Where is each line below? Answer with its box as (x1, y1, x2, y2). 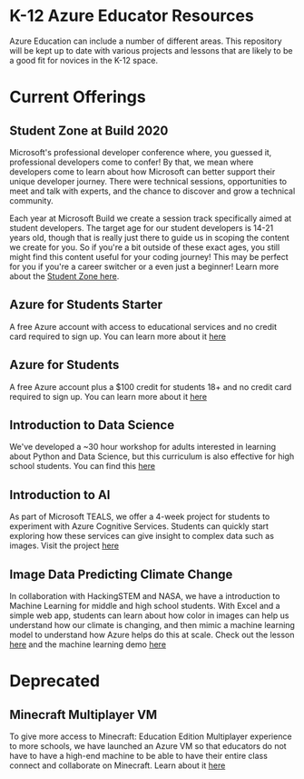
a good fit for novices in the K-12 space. (9, 55, 159, 65)
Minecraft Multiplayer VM (9, 706, 158, 723)
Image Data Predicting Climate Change (9, 566, 233, 582)
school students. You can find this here (9, 461, 156, 472)
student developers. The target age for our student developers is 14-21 (9, 222, 274, 233)
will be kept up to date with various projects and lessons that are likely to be (9, 45, 293, 55)
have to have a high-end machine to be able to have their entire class (9, 751, 268, 761)
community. (9, 195, 54, 205)
